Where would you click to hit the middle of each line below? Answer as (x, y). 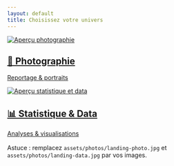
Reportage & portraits (38, 78)
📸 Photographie (41, 61)
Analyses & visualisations (43, 134)
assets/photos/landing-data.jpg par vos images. (77, 155)
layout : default (30, 13)
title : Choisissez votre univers (55, 20)
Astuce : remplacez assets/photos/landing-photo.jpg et (87, 148)
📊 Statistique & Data (52, 113)
